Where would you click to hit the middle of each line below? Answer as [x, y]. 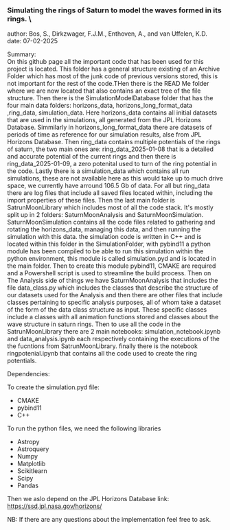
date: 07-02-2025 [33, 41]
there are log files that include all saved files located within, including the [110, 193]
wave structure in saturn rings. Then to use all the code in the [94, 324]
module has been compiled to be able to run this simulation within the [105, 251]
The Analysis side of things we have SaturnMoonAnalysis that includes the [113, 281]
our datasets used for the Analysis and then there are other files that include [115, 295]
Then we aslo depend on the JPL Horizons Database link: [88, 499]
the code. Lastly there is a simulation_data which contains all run [99, 171]
